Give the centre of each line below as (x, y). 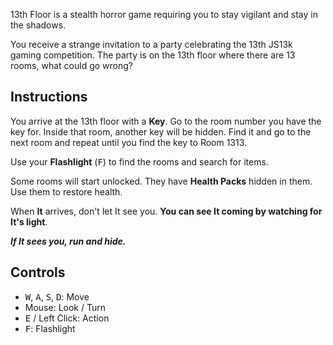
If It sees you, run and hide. (68, 241)
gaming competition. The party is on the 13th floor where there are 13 (153, 55)
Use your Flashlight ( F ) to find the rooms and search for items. (139, 161)
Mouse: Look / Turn (65, 307)
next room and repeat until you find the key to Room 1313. (129, 142)
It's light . (29, 221)
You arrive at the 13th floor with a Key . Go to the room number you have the (166, 121)
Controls (38, 272)
